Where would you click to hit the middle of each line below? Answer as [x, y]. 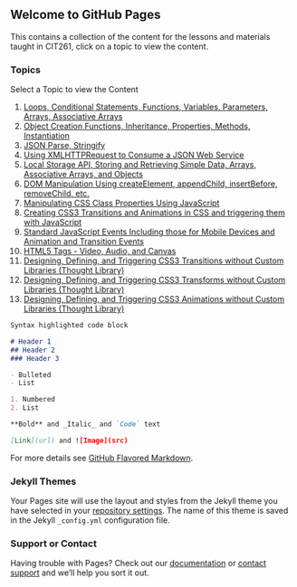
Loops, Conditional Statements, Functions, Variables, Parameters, [145, 107]
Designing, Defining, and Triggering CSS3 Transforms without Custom [154, 280]
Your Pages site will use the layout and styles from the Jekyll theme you [144, 501]
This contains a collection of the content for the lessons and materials [140, 36]
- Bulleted [31, 374]
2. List [25, 408]
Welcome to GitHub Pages [86, 15]
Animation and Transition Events [83, 241]
